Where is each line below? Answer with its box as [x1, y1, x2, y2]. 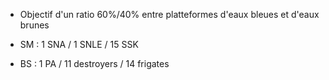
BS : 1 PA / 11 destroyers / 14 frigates [19, 58, 170, 69]
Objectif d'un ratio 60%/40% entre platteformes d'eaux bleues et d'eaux [19, 9, 320, 20]
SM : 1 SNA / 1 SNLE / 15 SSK [19, 39, 139, 50]
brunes [19, 19, 50, 31]
